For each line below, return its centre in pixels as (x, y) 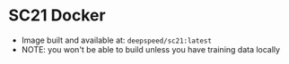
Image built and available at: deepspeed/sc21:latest (117, 40)
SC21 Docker (57, 16)
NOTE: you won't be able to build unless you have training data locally (150, 49)
